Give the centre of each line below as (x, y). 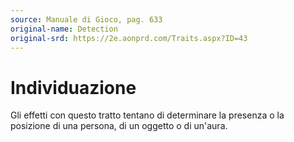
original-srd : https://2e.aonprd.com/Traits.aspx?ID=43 (129, 38)
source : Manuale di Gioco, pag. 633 (86, 19)
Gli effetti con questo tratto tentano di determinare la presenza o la (147, 115)
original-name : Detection (64, 29)
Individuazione (73, 87)
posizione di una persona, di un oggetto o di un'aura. (119, 126)
